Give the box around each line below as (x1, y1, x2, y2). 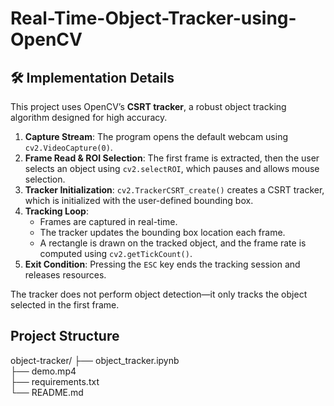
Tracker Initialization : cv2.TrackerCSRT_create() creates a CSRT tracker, (24, 184, 325, 196)
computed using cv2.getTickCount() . (39, 248, 193, 259)
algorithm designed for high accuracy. (10, 112, 168, 123)
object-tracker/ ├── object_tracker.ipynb (10, 354, 180, 366)
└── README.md (10, 386, 84, 398)
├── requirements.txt (10, 375, 100, 387)
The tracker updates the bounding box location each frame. (39, 227, 286, 238)
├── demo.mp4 (10, 365, 77, 377)
